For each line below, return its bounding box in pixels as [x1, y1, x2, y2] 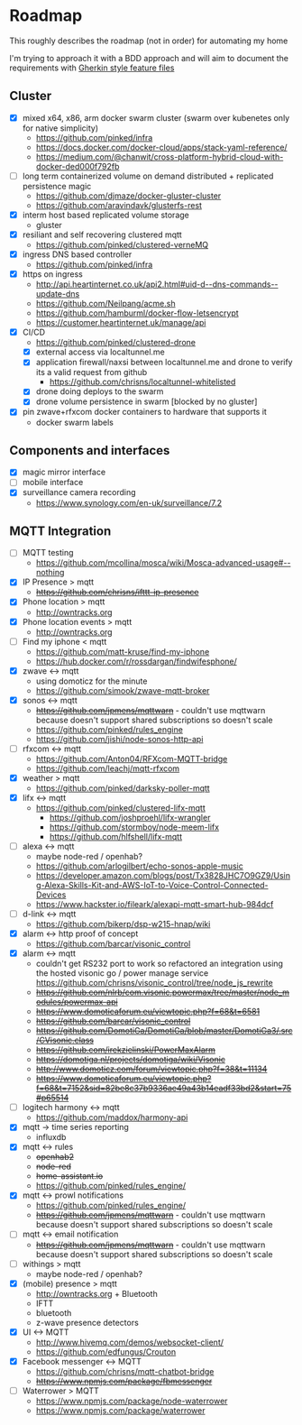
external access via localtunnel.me [35, 346, 165, 357]
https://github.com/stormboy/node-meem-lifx [49, 822, 219, 832]
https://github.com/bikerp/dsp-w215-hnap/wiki [35, 919, 211, 930]
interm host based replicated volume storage [22, 209, 189, 220]
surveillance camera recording [22, 487, 137, 498]
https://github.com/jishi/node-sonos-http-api [35, 733, 204, 744]
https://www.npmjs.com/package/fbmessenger [35, 1375, 213, 1386]
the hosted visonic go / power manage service [35, 968, 209, 979]
